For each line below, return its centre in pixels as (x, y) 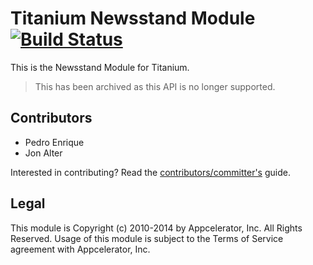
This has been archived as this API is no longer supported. (155, 86)
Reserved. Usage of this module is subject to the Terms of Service (147, 238)
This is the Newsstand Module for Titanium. (100, 67)
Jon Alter (43, 153)
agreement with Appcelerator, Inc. (80, 249)
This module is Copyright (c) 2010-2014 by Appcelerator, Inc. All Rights (156, 228)
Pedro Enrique (54, 142)
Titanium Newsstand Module (133, 18)
